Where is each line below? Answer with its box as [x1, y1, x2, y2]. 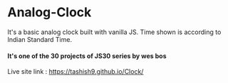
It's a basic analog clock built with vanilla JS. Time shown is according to [7, 28, 222, 36]
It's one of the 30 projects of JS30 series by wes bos [7, 51, 167, 60]
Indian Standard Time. [7, 35, 73, 43]
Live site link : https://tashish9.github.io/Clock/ [7, 67, 144, 76]
